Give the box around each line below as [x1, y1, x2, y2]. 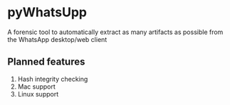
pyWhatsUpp [7, 4, 88, 21]
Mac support [17, 82, 56, 91]
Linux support [17, 89, 59, 98]
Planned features [7, 56, 85, 68]
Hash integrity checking [17, 74, 88, 83]
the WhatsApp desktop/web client [7, 35, 108, 43]
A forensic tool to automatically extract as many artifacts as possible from [7, 28, 224, 36]
